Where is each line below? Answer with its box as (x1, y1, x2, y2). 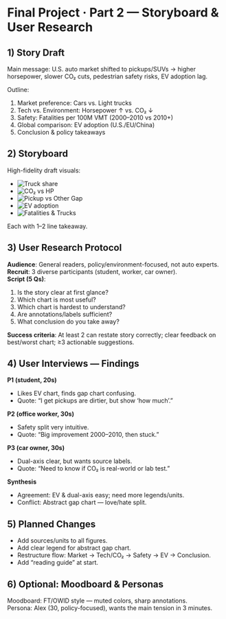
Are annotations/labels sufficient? (16, 310, 113, 318)
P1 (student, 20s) (7, 376, 57, 384)
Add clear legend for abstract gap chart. (16, 544, 131, 552)
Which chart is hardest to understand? (16, 302, 126, 311)
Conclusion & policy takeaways (16, 128, 106, 136)
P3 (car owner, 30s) (7, 444, 65, 452)
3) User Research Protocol (7, 242, 122, 254)
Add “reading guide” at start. (16, 559, 98, 567)
